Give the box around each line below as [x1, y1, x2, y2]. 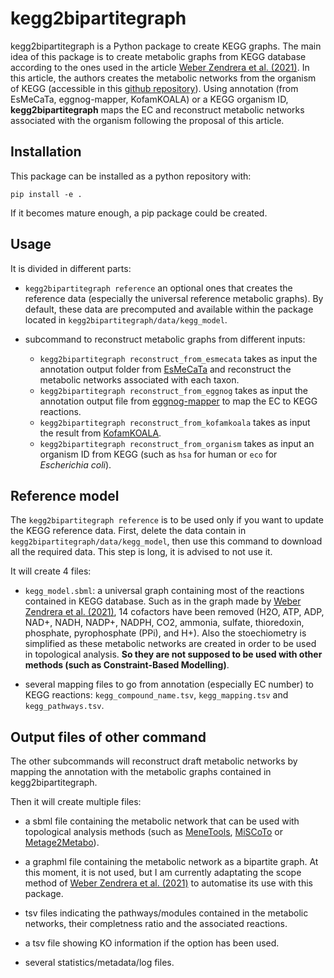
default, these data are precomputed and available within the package [24, 303, 314, 315]
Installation [10, 143, 82, 161]
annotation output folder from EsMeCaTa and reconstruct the [39, 363, 292, 375]
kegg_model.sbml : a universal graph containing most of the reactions [24, 585, 305, 597]
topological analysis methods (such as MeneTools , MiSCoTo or [24, 826, 284, 838]
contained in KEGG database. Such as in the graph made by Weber [24, 595, 302, 607]
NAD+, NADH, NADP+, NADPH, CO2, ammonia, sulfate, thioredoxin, [24, 617, 305, 629]
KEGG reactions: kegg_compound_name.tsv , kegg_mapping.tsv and [24, 689, 289, 701]
